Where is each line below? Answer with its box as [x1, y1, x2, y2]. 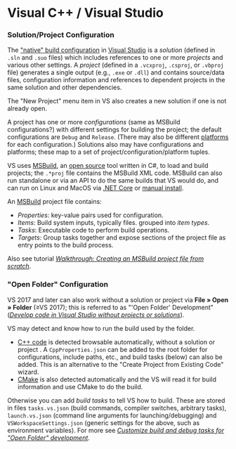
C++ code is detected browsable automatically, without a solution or [17, 337, 216, 346]
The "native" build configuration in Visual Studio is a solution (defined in [7, 46, 216, 54]
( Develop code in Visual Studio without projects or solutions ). [7, 311, 185, 319]
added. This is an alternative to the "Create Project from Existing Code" [17, 360, 224, 368]
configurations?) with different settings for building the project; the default [7, 125, 222, 134]
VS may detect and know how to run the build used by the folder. [7, 324, 195, 332]
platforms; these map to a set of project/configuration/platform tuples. [7, 148, 211, 156]
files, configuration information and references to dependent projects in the [7, 76, 226, 84]
